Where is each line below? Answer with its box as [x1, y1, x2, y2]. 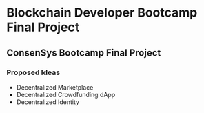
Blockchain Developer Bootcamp [6, 5, 198, 21]
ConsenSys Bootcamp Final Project [6, 47, 161, 59]
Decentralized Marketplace [16, 83, 94, 91]
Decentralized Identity [16, 98, 80, 106]
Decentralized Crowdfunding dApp [16, 90, 116, 99]
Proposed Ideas [6, 68, 60, 77]
